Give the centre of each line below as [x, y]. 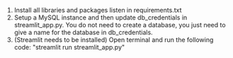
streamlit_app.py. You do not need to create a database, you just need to [120, 25]
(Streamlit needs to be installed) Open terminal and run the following [114, 40]
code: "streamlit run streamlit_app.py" [69, 47]
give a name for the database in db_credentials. [84, 32]
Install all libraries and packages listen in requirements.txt [98, 10]
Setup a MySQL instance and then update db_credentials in [101, 17]
